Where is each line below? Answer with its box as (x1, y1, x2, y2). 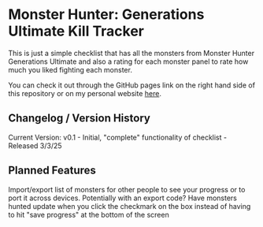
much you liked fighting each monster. (8, 65, 132, 74)
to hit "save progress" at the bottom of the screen (8, 210, 169, 219)
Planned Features (8, 164, 97, 177)
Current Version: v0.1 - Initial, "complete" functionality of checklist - (8, 132, 227, 142)
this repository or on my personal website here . (8, 88, 161, 98)
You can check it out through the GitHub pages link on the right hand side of (8, 80, 256, 90)
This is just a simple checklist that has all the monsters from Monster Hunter (8, 48, 254, 58)
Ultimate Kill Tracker (8, 22, 144, 40)
